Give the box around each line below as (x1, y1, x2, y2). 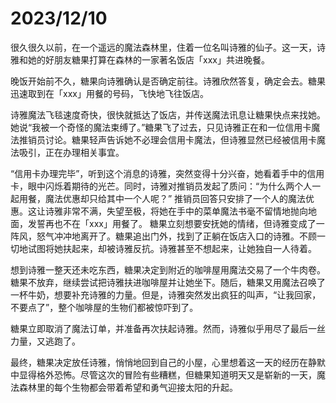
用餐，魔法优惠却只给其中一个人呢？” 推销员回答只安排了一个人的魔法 (18, 192, 307, 204)
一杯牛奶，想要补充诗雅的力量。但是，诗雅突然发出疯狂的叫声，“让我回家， (10, 288, 322, 301)
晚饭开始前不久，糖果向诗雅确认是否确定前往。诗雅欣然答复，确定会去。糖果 (10, 75, 326, 87)
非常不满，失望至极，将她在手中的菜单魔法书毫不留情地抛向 (62, 205, 308, 217)
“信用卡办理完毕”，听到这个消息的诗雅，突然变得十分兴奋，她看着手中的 (10, 167, 308, 179)
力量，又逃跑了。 (10, 335, 81, 347)
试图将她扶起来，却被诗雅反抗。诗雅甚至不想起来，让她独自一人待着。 (27, 242, 317, 254)
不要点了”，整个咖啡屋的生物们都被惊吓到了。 (10, 301, 199, 313)
